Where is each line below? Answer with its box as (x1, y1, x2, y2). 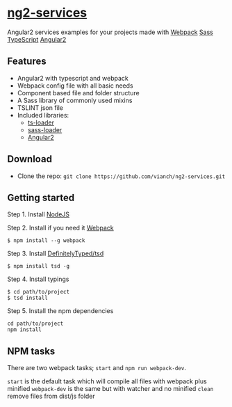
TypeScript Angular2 (7, 35, 67, 43)
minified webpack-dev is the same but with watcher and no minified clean (7, 385, 214, 393)
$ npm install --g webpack (7, 237, 85, 244)
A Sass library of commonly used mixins (17, 96, 133, 104)
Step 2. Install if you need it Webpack (7, 224, 115, 232)
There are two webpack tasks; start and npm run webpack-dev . (7, 364, 186, 372)
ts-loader (27, 118, 54, 127)
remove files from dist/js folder (7, 392, 95, 401)
